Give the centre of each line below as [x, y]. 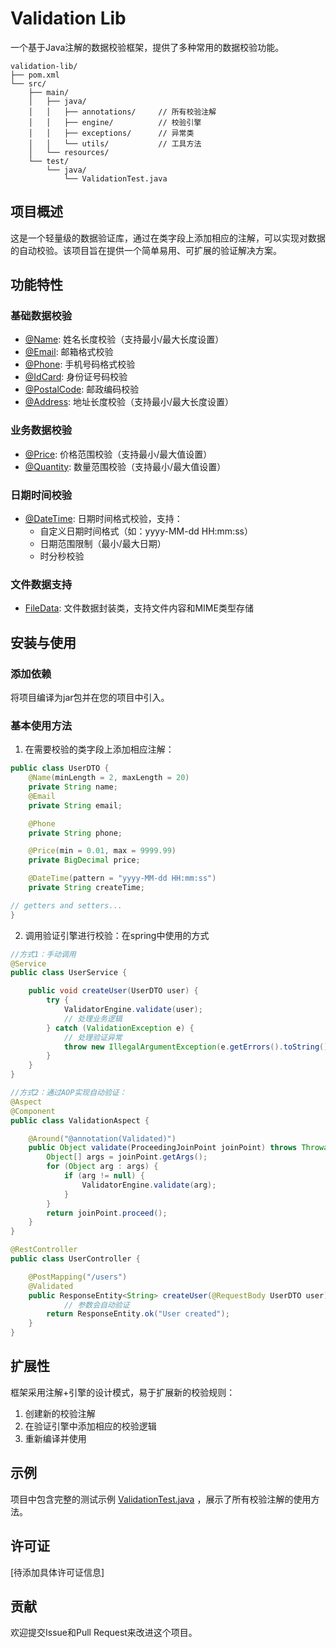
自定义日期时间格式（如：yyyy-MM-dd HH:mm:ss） [146, 531]
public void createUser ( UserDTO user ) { [113, 991]
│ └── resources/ [69, 152]
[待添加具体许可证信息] [57, 1572]
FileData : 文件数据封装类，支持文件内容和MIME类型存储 [139, 608]
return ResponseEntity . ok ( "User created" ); [138, 1314]
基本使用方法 [41, 725]
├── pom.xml [35, 75]
